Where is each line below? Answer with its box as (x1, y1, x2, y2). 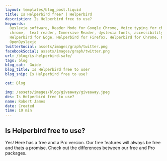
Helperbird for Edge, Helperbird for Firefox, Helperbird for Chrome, (9, 35, 159, 40)
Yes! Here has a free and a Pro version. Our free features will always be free (5, 139, 161, 145)
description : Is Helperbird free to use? (5, 16, 92, 21)
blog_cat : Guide (5, 62, 41, 67)
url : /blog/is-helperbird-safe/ (5, 53, 72, 58)
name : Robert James (5, 99, 46, 104)
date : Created (5, 104, 35, 108)
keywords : (5, 21, 26, 26)
